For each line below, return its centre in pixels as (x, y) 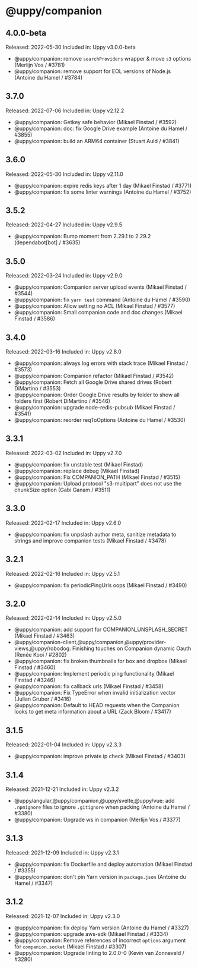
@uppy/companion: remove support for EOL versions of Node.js (92, 71)
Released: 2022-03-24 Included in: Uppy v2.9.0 (64, 276)
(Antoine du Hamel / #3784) (48, 78)
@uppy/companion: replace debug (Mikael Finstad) (77, 471)
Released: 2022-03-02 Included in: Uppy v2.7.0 (64, 453)
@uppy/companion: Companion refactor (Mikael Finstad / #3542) (94, 376)
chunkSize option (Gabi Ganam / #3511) (62, 490)
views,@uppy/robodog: (43, 648)
